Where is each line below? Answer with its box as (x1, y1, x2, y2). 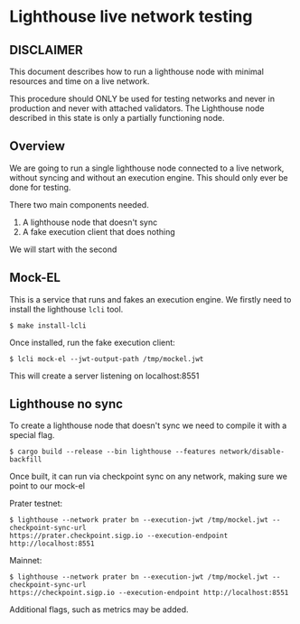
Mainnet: (9, 555, 42, 566)
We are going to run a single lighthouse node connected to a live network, (9, 163, 285, 173)
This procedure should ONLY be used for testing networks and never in (9, 93, 276, 104)
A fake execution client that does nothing (22, 226, 176, 237)
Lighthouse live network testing (9, 6, 253, 27)
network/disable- (220, 447, 285, 457)
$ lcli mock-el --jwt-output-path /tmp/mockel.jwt (9, 354, 204, 363)
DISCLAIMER (9, 42, 83, 58)
